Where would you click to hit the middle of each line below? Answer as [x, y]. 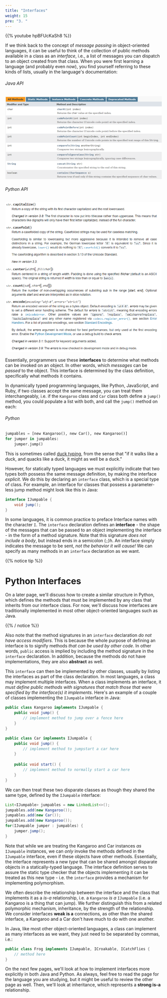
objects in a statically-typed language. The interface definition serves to [79, 867]
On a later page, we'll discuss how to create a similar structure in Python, [80, 595]
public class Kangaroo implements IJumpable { [54, 708]
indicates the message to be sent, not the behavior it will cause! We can [79, 546]
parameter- [143, 484]
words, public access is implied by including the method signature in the [80, 651]
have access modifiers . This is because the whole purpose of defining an [80, 640]
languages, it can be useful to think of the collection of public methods [78, 51]
